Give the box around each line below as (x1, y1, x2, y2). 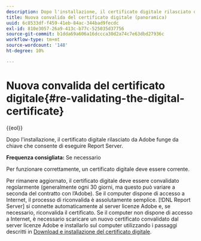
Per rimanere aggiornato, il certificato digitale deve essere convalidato (6, 177, 179, 184)
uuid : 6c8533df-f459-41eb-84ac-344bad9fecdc (6, 20, 119, 26)
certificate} (6, 104, 65, 118)
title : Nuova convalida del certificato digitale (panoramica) (6, 14, 167, 20)
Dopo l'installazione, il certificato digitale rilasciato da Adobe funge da (6, 135, 179, 143)
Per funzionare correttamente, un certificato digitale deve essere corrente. (6, 165, 190, 173)
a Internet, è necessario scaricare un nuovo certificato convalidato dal (6, 215, 179, 222)
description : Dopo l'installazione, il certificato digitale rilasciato (6, 8, 191, 15)
